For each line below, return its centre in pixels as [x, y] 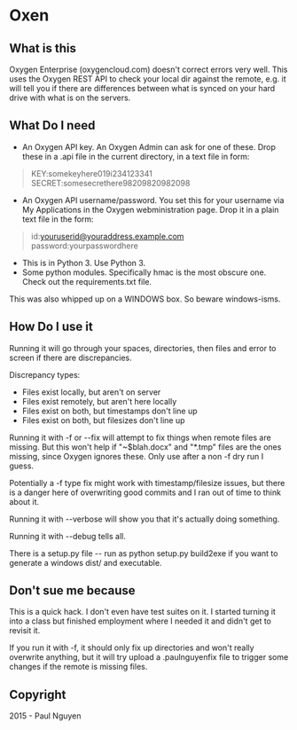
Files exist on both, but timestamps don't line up [109, 411]
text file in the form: [58, 219]
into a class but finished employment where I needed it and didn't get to [141, 621]
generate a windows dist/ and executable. [86, 562]
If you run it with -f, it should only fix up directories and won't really [132, 648]
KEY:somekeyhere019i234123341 [91, 173]
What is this [43, 48]
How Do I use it [51, 327]
